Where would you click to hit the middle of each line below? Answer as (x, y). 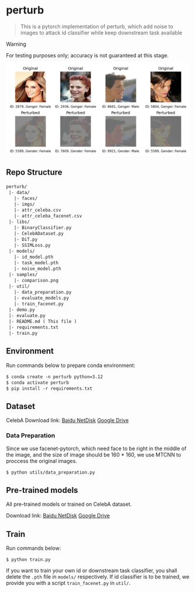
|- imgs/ (24, 204)
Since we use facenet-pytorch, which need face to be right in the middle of (96, 448)
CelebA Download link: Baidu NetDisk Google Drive (67, 420)
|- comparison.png (36, 280)
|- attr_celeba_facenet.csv (48, 216)
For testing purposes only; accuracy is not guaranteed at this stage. (88, 55)
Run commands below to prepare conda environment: (71, 365)
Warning (16, 44)
